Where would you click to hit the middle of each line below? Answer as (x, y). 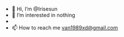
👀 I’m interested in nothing (43, 15)
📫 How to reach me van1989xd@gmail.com (65, 28)
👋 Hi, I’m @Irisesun (34, 9)
